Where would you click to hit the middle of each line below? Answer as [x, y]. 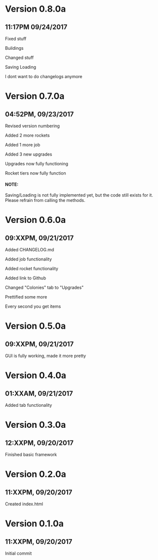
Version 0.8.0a [35, 9]
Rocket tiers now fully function [36, 173]
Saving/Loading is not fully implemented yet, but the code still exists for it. [79, 195]
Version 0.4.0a [36, 375]
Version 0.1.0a [35, 524]
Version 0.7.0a [35, 96]
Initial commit [18, 553]
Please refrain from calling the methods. [45, 200]
